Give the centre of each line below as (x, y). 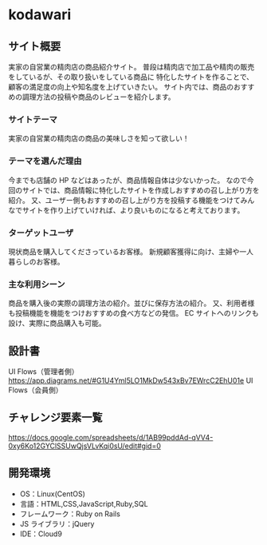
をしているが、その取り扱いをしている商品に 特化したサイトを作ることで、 (131, 77)
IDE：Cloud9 (41, 534)
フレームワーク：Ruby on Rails (70, 514)
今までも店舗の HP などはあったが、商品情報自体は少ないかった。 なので (128, 180)
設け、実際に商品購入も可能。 (57, 323)
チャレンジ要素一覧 (55, 418)
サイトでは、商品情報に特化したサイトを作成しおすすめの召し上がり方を (141, 190)
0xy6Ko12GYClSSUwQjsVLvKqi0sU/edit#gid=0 (84, 446)
